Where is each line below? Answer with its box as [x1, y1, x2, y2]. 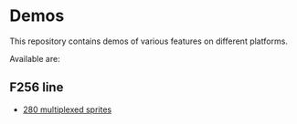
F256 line [9, 79, 64, 96]
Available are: [9, 53, 61, 64]
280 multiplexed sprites [22, 104, 112, 115]
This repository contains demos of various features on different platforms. [9, 36, 288, 46]
